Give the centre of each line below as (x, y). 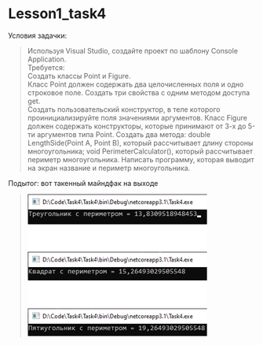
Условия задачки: (38, 35)
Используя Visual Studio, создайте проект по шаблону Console (132, 50)
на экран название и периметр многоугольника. (109, 168)
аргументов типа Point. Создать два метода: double (123, 134)
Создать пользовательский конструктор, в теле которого (124, 109)
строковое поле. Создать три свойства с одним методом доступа (139, 92)
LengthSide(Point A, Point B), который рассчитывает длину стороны (140, 143)
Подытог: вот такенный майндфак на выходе (83, 183)
